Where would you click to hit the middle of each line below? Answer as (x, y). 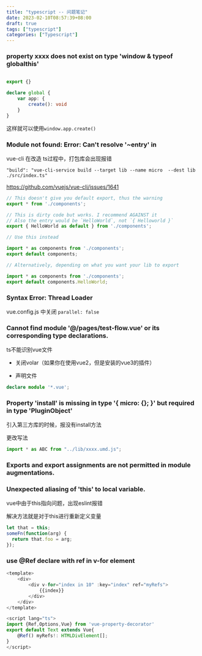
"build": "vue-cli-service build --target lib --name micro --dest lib (101, 170)
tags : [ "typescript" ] (34, 29)
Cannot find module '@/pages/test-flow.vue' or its (83, 328)
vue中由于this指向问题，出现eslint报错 (54, 503)
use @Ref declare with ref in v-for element (71, 560)
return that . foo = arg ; (42, 540)
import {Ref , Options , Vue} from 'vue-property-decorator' (80, 624)
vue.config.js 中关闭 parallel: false (53, 311)
